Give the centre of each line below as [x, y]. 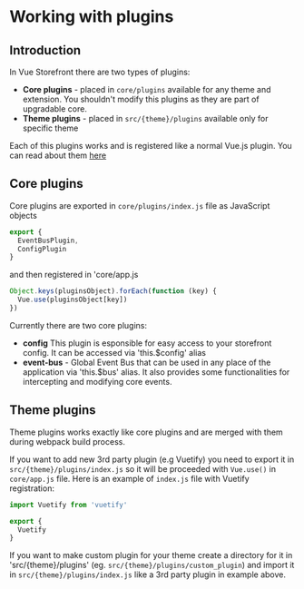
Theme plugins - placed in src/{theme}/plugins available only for [145, 118]
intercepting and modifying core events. [97, 381]
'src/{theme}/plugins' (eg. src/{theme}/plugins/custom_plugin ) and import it [152, 565]
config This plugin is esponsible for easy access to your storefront [147, 343]
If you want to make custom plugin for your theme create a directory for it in [151, 555]
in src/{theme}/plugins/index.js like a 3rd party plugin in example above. [148, 574]
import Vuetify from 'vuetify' [69, 505]
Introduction [45, 50]
